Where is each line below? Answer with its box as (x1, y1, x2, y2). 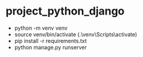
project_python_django (5, 4, 125, 18)
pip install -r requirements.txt (14, 37, 87, 44)
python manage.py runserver (14, 44, 87, 51)
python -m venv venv (14, 24, 68, 32)
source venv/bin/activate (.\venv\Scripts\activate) (14, 30, 138, 38)
